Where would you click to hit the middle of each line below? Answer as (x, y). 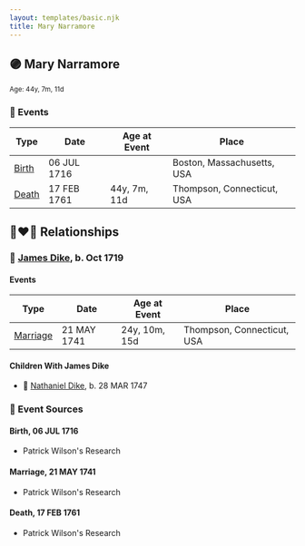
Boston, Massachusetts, (223, 162)
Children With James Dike (59, 366)
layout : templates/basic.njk (64, 18)
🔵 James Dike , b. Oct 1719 (67, 258)
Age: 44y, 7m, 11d (37, 90)
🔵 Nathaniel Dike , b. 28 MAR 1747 (85, 385)
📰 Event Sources (46, 409)
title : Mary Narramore (52, 26)
